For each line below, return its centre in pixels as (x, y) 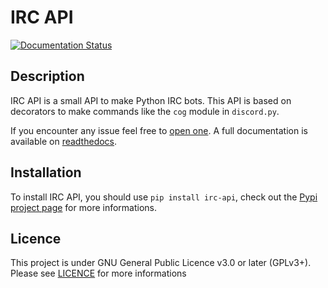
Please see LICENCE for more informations (98, 273)
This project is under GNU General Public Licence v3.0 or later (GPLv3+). (161, 263)
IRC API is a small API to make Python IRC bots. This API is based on (151, 100)
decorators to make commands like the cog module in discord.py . (145, 111)
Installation (46, 172)
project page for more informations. (84, 207)
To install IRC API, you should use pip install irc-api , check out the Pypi (164, 197)
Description (47, 76)
